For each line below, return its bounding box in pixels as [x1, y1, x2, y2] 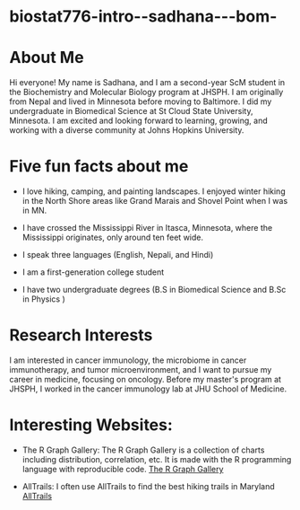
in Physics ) [21, 294, 65, 304]
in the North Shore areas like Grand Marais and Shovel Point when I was [21, 196, 288, 207]
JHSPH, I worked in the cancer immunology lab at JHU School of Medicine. [9, 383, 287, 394]
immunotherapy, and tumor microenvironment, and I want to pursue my [9, 365, 272, 374]
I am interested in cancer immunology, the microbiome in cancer [9, 355, 247, 365]
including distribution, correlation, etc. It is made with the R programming [21, 453, 292, 464]
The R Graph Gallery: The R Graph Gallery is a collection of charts [21, 444, 265, 455]
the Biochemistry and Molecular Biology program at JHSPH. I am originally [9, 87, 284, 98]
